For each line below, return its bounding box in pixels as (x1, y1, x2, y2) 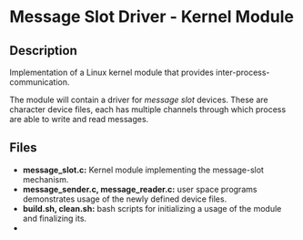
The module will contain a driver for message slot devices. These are (9, 94, 268, 105)
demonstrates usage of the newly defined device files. (22, 193, 227, 204)
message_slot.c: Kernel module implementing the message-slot (22, 164, 264, 175)
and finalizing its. (22, 213, 87, 224)
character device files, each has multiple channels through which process (9, 104, 287, 115)
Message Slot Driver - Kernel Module (9, 6, 294, 27)
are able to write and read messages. (9, 114, 149, 124)
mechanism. (22, 173, 69, 184)
